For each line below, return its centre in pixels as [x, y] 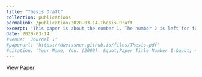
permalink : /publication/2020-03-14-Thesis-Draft [70, 23]
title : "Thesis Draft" [35, 12]
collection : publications [38, 17]
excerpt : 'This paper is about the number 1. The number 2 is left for [98, 28]
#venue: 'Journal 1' [32, 39]
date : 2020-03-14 [28, 34]
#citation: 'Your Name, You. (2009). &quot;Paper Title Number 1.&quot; [99, 51]
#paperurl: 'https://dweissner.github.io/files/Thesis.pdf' [83, 45]
